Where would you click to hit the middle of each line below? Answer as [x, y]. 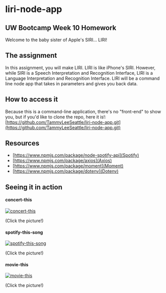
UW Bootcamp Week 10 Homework [61, 28]
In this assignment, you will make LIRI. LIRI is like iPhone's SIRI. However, [80, 67]
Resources [22, 143]
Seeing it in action [34, 187]
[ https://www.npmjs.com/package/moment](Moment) [68, 166]
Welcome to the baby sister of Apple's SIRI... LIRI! [56, 40]
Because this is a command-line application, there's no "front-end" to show [83, 111]
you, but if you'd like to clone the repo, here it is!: [56, 117]
